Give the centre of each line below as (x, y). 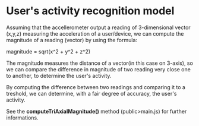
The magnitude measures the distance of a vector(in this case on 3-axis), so (99, 63)
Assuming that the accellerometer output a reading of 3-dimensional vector (99, 27)
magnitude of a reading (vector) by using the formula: (72, 40)
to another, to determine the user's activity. (59, 75)
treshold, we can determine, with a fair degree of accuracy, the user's (91, 93)
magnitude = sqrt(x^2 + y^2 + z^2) (48, 51)
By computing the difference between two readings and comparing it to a (96, 87)
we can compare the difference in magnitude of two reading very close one (99, 69)
